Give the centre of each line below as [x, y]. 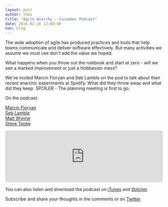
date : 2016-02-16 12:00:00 [33, 24]
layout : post [19, 10]
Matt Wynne [18, 118]
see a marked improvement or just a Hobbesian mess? [61, 68]
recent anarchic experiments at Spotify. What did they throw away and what [83, 83]
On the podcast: [22, 98]
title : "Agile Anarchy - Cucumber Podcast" [51, 19]
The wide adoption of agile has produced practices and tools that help [77, 42]
